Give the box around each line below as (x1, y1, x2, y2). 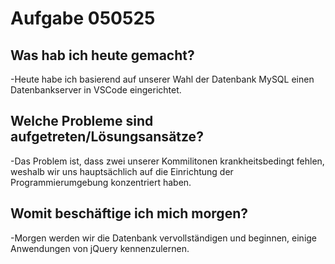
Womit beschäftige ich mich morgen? (10, 205, 248, 222)
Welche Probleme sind (10, 113, 154, 130)
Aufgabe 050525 (10, 7, 156, 30)
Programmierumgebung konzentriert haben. (10, 176, 192, 188)
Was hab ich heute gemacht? (10, 47, 195, 64)
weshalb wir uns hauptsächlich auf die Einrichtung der (10, 165, 234, 177)
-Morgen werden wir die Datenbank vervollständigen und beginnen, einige (10, 232, 318, 244)
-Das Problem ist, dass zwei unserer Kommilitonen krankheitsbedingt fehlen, (10, 155, 325, 167)
